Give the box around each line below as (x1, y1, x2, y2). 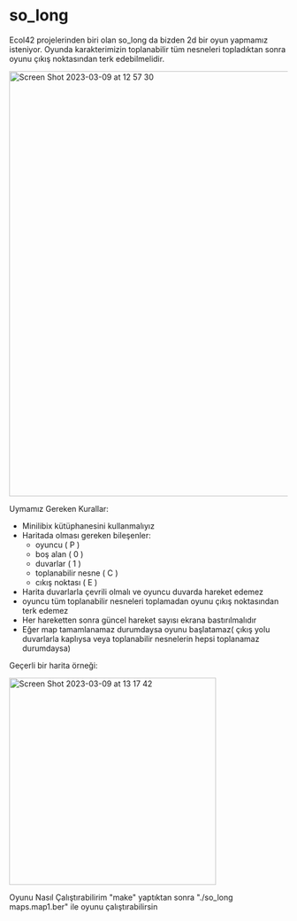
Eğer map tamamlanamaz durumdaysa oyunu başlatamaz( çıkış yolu (21, 623, 270, 634)
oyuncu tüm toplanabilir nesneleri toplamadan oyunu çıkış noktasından (21, 595, 279, 607)
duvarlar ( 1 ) (34, 558, 81, 569)
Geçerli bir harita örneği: (9, 660, 98, 670)
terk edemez (21, 605, 69, 615)
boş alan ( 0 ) (34, 548, 84, 559)
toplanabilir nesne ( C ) (34, 568, 118, 578)
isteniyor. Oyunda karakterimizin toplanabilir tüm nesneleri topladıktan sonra (9, 43, 286, 54)
